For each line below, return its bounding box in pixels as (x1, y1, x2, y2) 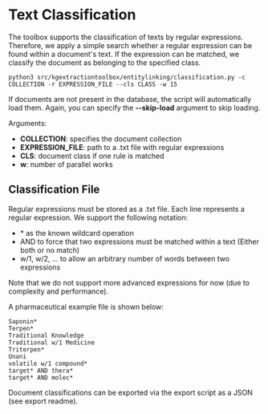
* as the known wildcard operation (19, 228, 134, 237)
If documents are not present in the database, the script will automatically (8, 94, 252, 103)
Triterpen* (8, 345, 45, 354)
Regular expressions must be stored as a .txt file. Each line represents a (8, 204, 245, 213)
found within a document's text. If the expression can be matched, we (8, 49, 239, 59)
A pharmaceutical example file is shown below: (8, 302, 164, 311)
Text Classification (8, 6, 136, 24)
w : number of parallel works (19, 159, 114, 169)
